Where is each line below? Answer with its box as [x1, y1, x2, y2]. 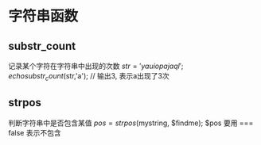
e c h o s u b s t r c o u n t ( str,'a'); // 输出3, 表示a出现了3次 [8, 71, 169, 82]
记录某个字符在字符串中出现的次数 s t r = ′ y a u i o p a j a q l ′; [8, 61, 184, 71]
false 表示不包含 [8, 128, 61, 137]
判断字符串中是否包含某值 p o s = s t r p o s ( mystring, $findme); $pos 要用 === [8, 118, 254, 128]
